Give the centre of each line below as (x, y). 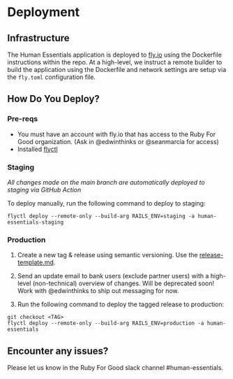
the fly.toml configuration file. (52, 77)
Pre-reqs (23, 119)
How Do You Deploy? (53, 99)
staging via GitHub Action (44, 189)
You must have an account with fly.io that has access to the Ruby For (116, 134)
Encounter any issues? (58, 351)
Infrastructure (38, 38)
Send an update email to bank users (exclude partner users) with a (113, 276)
